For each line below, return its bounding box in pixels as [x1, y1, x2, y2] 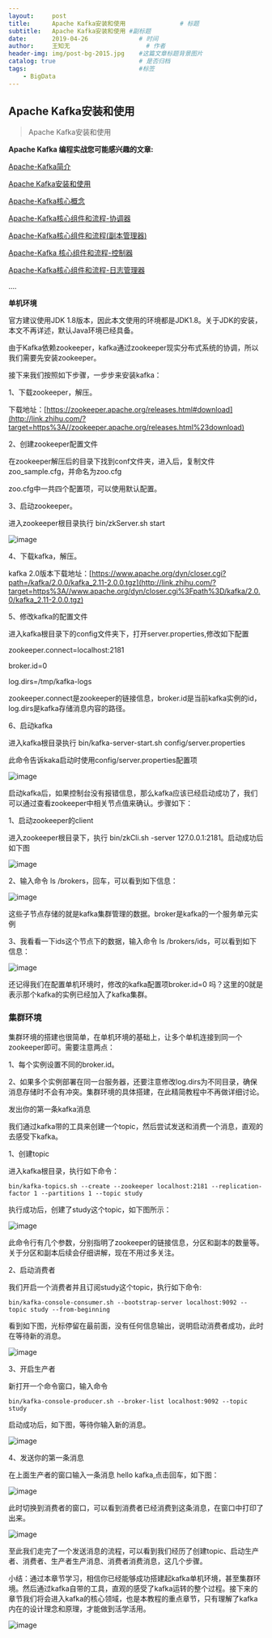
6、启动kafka [8, 721, 53, 731]
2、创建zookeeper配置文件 [8, 439, 99, 449]
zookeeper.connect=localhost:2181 [8, 645, 125, 655]
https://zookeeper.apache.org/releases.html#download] [46, 405, 233, 415]
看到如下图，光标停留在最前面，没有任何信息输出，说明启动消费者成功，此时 [8, 1321, 264, 1330]
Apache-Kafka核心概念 [8, 196, 86, 206]
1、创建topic [8, 1149, 50, 1158]
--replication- [210, 1182, 263, 1190]
